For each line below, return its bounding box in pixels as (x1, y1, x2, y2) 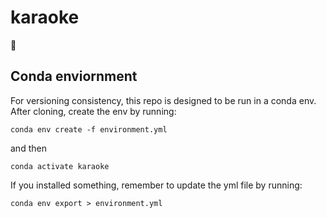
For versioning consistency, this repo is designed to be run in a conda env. (10, 94, 317, 106)
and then (10, 142, 47, 154)
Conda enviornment (10, 68, 138, 85)
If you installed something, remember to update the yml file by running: (10, 179, 303, 191)
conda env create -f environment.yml (10, 124, 168, 135)
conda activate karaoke (10, 161, 110, 171)
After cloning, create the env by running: (10, 105, 177, 117)
